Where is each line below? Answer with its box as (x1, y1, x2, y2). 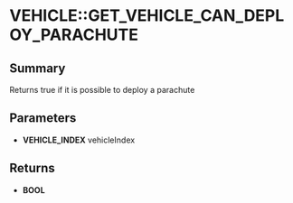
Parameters (9, 110, 77, 126)
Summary (9, 60, 66, 76)
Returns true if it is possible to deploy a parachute (9, 85, 195, 95)
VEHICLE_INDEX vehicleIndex (22, 134, 136, 145)
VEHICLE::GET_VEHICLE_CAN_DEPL (9, 5, 285, 26)
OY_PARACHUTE (9, 24, 138, 45)
